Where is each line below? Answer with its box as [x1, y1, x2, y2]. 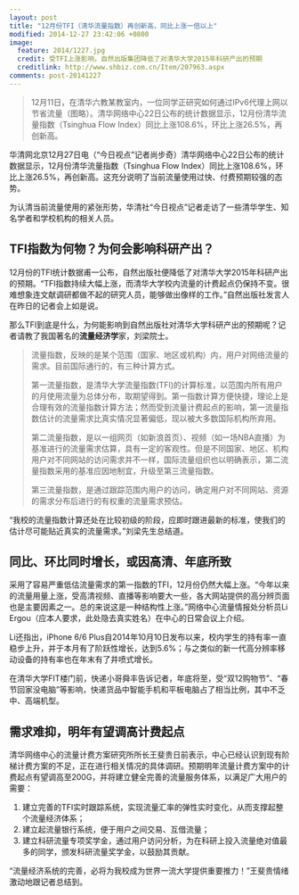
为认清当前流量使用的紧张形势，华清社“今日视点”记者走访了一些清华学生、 [9, 202, 282, 212]
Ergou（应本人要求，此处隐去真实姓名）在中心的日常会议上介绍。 [9, 613, 249, 624]
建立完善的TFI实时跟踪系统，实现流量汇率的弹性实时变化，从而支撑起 [21, 802, 276, 813]
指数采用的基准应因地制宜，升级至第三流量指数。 [38, 465, 219, 476]
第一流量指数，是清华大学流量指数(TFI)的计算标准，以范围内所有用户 [30, 379, 283, 390]
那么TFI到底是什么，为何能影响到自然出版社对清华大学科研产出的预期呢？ [9, 319, 279, 330]
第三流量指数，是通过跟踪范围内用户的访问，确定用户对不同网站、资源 [30, 484, 289, 495]
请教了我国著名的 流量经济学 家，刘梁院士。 [16, 330, 174, 341]
